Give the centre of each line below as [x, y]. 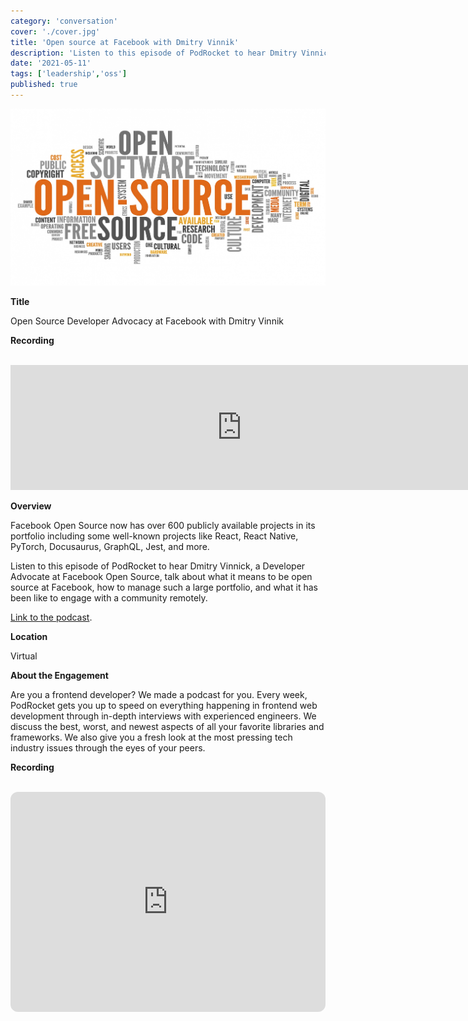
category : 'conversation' [64, 21]
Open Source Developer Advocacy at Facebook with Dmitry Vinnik [147, 321]
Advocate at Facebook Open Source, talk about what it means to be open [161, 577]
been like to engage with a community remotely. [109, 598]
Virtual [24, 656]
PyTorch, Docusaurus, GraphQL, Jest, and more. [110, 547]
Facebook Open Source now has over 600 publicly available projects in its [163, 526]
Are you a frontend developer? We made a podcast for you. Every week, [159, 695]
